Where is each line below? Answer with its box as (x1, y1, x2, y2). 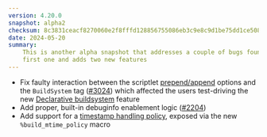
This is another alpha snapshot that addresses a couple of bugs (22, 48, 244, 56)
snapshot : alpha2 (8, 19, 66, 27)
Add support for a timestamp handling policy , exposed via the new (19, 111, 238, 120)
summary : (8, 41, 37, 49)
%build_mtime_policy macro (19, 120, 111, 129)
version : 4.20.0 (8, 11, 62, 20)
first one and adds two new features (22, 56, 148, 64)
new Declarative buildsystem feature (19, 94, 141, 104)
